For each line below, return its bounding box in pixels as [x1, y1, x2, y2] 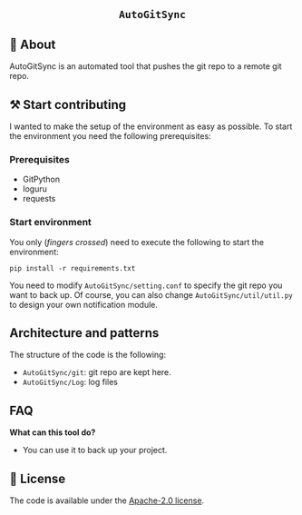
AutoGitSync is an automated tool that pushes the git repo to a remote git [9, 61, 283, 72]
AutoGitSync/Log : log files [22, 377, 118, 388]
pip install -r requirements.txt [9, 263, 136, 272]
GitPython [22, 173, 61, 185]
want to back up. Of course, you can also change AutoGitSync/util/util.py [9, 289, 293, 300]
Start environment [9, 216, 93, 229]
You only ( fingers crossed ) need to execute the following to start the [9, 236, 265, 247]
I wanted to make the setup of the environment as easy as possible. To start [9, 121, 293, 132]
